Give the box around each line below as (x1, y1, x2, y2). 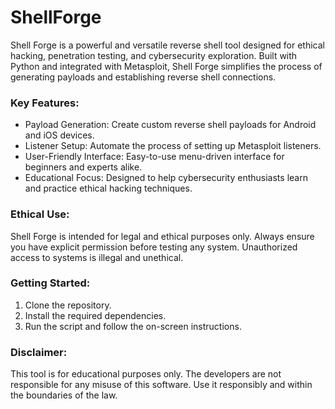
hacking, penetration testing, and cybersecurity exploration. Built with (10, 49, 298, 61)
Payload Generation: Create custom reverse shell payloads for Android (24, 119, 317, 131)
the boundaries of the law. (10, 389, 118, 401)
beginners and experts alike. (24, 161, 143, 173)
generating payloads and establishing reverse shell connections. (10, 71, 277, 83)
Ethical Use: (10, 207, 70, 221)
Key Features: (10, 96, 80, 110)
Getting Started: (10, 276, 91, 290)
